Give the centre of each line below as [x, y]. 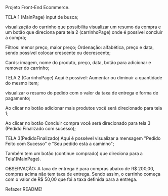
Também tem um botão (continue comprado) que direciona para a [74, 153]
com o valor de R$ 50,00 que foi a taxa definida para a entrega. [71, 179]
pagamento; [18, 98]
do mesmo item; [22, 83]
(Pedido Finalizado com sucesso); [40, 129]
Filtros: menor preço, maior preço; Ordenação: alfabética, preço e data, [80, 47]
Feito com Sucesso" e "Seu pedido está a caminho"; [60, 144]
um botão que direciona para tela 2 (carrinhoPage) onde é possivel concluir [84, 32]
